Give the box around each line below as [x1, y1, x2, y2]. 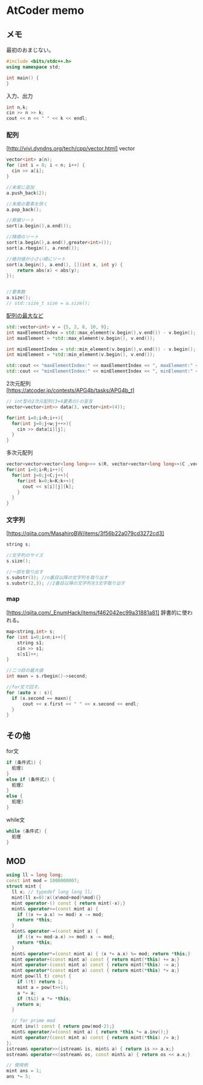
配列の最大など [6, 312, 43, 319]
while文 [6, 816, 25, 823]
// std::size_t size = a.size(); [6, 300, 91, 307]
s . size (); [6, 558, 31, 565]
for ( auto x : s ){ [6, 690, 53, 696]
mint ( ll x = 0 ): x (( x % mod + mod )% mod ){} [11, 894, 101, 900]
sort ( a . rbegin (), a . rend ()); [6, 245, 80, 251]
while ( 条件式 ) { [6, 828, 47, 834]
